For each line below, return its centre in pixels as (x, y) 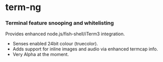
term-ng (23, 7)
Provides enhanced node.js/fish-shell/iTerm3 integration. (65, 34)
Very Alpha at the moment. (41, 54)
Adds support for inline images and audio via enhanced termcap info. (85, 49)
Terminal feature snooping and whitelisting (60, 23)
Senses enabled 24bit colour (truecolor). (55, 44)
